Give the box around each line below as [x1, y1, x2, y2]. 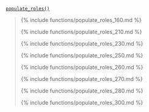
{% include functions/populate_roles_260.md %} [20, 64, 144, 71]
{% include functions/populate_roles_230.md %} [20, 40, 144, 47]
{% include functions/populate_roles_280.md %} [20, 87, 144, 94]
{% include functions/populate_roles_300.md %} [20, 99, 144, 106]
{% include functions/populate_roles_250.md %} [20, 52, 144, 59]
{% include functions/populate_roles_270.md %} [20, 75, 143, 82]
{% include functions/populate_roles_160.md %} [20, 16, 142, 24]
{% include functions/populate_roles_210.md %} [20, 28, 142, 35]
